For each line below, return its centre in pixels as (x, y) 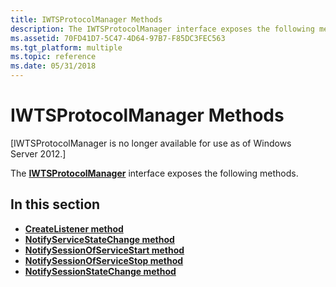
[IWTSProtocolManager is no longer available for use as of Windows (151, 143)
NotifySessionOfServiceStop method (104, 260)
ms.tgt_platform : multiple (66, 47)
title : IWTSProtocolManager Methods (86, 19)
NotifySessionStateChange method (100, 271)
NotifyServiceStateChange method (99, 239)
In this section (55, 204)
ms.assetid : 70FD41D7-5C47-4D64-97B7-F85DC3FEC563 (118, 38)
